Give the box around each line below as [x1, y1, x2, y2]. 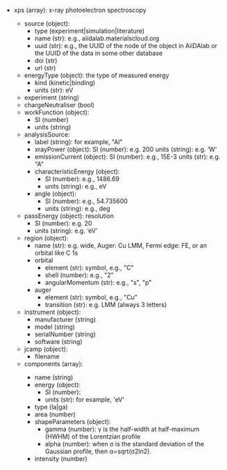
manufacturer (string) [34, 315, 96, 323]
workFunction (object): [24, 108, 90, 116]
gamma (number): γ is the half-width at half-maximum [44, 425, 200, 433]
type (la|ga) [34, 403, 68, 411]
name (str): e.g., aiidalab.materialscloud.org [34, 34, 160, 42]
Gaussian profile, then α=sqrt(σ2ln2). [44, 447, 151, 455]
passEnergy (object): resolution [24, 212, 115, 220]
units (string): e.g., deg [44, 205, 110, 212]
